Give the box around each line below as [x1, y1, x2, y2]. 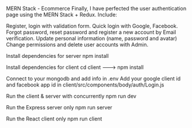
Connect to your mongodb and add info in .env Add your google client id [6, 75, 181, 82]
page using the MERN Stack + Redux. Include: [6, 11, 117, 18]
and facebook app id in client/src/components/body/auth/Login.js [6, 81, 164, 88]
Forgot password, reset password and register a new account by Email [6, 29, 177, 36]
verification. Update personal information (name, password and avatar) [6, 35, 177, 41]
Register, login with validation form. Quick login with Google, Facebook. [6, 23, 179, 29]
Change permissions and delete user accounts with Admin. [6, 41, 149, 48]
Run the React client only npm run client [6, 115, 102, 122]
